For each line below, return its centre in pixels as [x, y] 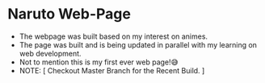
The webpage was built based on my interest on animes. [113, 36]
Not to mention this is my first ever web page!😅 [99, 62]
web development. [50, 53]
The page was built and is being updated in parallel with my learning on [138, 44]
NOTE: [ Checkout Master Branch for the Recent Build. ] [112, 70]
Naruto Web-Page [69, 14]
